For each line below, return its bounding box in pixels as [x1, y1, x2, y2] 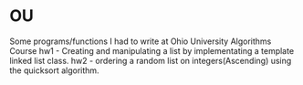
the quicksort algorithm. [9, 65, 99, 76]
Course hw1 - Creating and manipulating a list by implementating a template [9, 45, 295, 56]
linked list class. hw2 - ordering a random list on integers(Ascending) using [9, 55, 292, 66]
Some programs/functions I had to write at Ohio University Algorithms [9, 36, 272, 47]
